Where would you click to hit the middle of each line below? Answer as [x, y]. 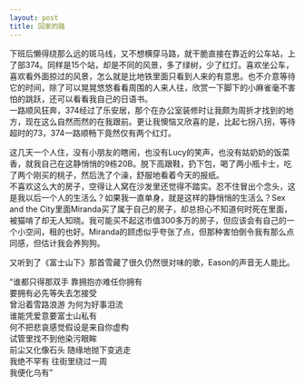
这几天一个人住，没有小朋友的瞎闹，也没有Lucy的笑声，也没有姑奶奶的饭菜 [150, 152]
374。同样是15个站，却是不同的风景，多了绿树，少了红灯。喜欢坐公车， [159, 64]
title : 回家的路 [37, 26]
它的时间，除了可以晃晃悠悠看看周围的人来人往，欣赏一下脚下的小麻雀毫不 [148, 87]
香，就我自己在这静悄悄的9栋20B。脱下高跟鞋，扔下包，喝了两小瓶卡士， [147, 163]
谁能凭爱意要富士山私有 [53, 315]
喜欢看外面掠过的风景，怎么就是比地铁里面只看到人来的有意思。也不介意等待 [152, 76]
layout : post [34, 18]
